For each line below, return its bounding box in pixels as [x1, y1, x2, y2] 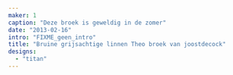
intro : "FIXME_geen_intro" [8, 33, 96, 41]
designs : [8, 48, 37, 55]
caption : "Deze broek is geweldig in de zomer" [8, 19, 167, 27]
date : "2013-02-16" [8, 26, 72, 34]
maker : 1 [8, 11, 37, 20]
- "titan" [15, 55, 47, 63]
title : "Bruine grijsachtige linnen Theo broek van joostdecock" [8, 41, 226, 48]
